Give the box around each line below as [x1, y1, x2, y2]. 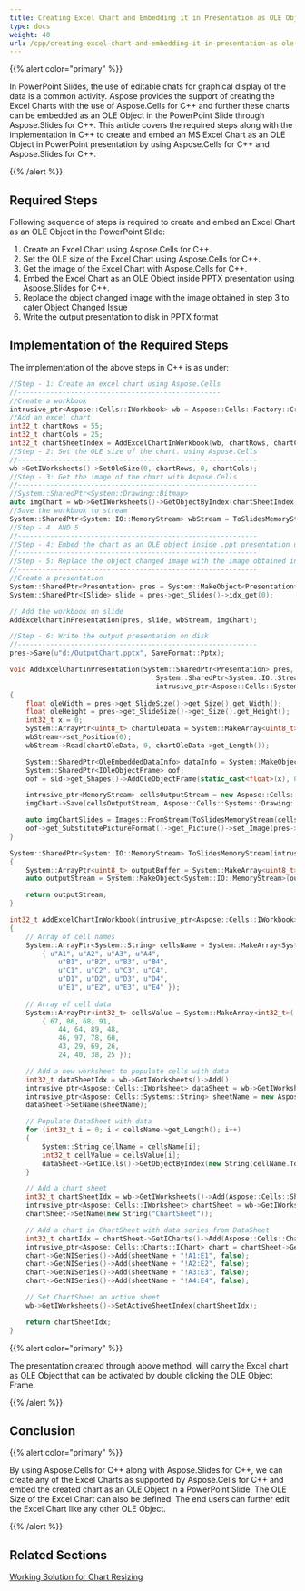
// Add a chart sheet [25, 1184, 107, 1193]
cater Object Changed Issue [22, 301, 128, 313]
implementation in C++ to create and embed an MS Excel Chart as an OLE [9, 129, 286, 141]
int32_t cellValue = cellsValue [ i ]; [42, 1151, 181, 1160]
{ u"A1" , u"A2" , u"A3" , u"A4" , [42, 949, 161, 958]
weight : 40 [9, 30, 51, 39]
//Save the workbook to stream [9, 506, 128, 515]
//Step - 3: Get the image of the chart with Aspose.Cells [9, 472, 238, 481]
